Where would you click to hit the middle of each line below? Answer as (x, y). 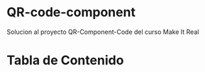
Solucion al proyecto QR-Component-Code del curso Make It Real (103, 32)
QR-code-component (71, 12)
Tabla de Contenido (65, 60)
